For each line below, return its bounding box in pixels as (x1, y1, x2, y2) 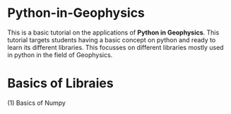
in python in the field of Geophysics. (7, 51, 113, 59)
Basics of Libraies (7, 75, 114, 91)
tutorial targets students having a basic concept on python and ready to (7, 35, 216, 44)
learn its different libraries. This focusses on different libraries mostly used (7, 43, 224, 51)
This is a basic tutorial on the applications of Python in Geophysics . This (7, 28, 220, 37)
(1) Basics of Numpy (7, 99, 66, 107)
